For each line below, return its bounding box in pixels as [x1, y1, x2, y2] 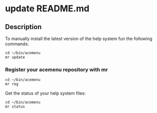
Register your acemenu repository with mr [5, 66, 108, 73]
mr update [5, 55, 26, 60]
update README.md [5, 3, 90, 14]
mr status [5, 104, 26, 109]
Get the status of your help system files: [5, 90, 86, 96]
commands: [5, 41, 29, 47]
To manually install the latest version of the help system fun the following [5, 36, 153, 41]
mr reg [5, 82, 19, 87]
